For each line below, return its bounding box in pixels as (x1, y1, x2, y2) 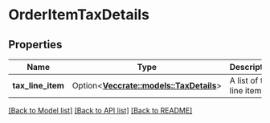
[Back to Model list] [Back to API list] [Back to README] (8, 106, 193, 115)
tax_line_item (12, 80, 64, 91)
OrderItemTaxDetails (8, 6, 150, 24)
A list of (229, 75, 259, 86)
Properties (8, 38, 63, 51)
